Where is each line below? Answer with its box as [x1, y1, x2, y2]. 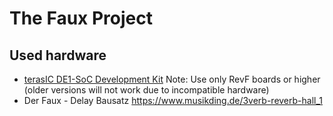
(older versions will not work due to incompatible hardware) [23, 84, 270, 96]
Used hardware [9, 47, 107, 64]
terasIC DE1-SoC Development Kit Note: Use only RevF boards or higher [23, 73, 321, 85]
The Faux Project [9, 7, 153, 30]
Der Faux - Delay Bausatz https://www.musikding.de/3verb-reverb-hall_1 [23, 95, 324, 106]
